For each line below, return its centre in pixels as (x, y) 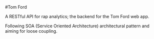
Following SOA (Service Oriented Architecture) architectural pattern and (77, 26)
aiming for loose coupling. (31, 31)
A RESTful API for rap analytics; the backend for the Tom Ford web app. (77, 16)
